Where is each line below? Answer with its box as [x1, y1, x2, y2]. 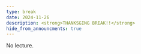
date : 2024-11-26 [6, 14, 50, 20]
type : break [6, 8, 36, 15]
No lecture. [6, 42, 34, 49]
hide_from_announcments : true [6, 25, 82, 32]
